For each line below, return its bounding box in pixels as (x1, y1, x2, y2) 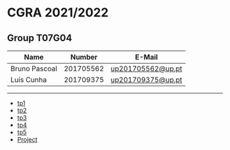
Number (70, 53, 98, 62)
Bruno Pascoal (10, 64, 57, 73)
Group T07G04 (7, 32, 73, 44)
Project (16, 136, 38, 143)
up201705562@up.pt (110, 64, 183, 73)
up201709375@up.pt (110, 75, 183, 84)
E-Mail (134, 53, 158, 62)
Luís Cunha (10, 75, 47, 84)
